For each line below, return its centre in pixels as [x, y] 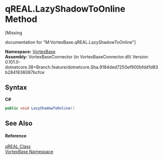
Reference [16, 136]
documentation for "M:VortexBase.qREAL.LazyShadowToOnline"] [71, 42]
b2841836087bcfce [25, 72]
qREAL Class [18, 146]
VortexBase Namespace [29, 152]
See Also [19, 123]
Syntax [16, 88]
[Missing [14, 33]
